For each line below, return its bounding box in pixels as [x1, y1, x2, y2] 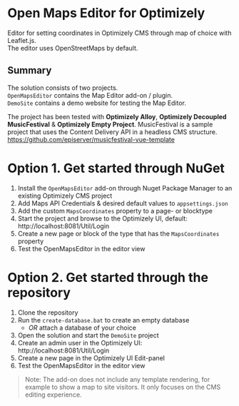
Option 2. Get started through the [7, 269, 209, 285]
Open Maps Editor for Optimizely [7, 5, 205, 21]
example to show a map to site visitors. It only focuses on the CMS [24, 382, 221, 391]
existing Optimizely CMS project [17, 191, 113, 200]
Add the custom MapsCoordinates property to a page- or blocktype [17, 206, 213, 215]
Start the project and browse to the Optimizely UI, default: [17, 214, 188, 223]
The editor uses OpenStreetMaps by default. [7, 44, 138, 52]
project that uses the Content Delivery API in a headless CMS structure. [7, 127, 218, 136]
